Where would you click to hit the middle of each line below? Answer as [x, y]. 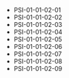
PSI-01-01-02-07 [38, 54]
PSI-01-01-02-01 [37, 10]
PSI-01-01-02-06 [38, 47]
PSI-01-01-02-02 [38, 17]
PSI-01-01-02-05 [38, 39]
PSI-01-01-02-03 [38, 25]
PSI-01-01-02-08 [38, 61]
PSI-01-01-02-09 [38, 69]
